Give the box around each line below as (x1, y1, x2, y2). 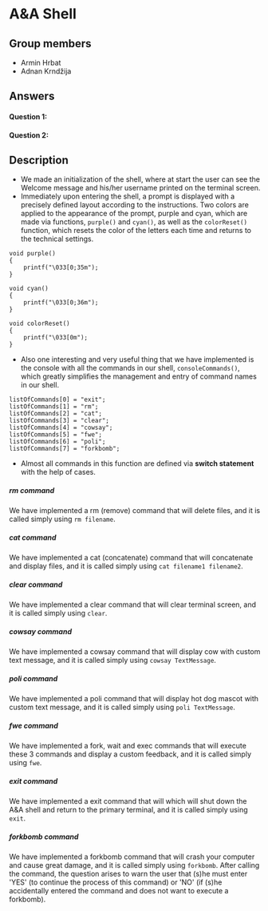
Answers (9, 90, 55, 103)
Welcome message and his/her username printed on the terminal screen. (20, 183, 261, 193)
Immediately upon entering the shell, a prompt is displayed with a (20, 191, 235, 201)
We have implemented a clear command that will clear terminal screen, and (9, 600, 256, 609)
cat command (9, 532, 57, 542)
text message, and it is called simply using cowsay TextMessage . (9, 656, 216, 665)
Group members (9, 37, 92, 50)
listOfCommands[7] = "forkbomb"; (9, 445, 120, 453)
